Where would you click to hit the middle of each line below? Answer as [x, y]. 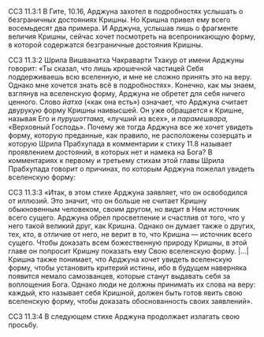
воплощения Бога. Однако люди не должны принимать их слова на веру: [132, 284]
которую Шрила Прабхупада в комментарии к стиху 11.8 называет [120, 144]
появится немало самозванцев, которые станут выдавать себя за [119, 276]
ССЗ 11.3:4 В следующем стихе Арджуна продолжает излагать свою [124, 317]
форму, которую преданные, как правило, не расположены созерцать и [130, 135]
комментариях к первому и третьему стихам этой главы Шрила [116, 160]
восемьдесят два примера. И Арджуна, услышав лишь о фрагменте [123, 28]
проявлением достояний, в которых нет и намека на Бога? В [110, 152]
